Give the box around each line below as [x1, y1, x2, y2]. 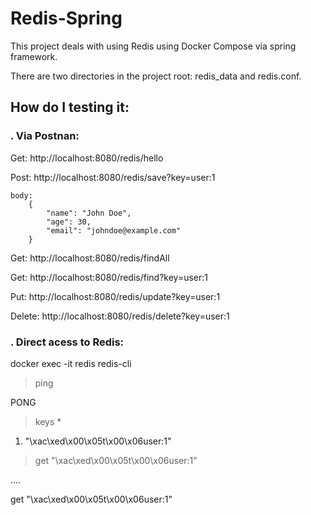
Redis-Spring [10, 7, 123, 30]
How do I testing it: [10, 99, 130, 116]
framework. [10, 50, 58, 62]
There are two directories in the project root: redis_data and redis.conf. [10, 70, 302, 82]
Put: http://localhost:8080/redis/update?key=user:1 [10, 290, 221, 302]
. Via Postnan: [10, 129, 80, 143]
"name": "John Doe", [46, 208, 132, 218]
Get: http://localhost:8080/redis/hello [10, 152, 164, 164]
